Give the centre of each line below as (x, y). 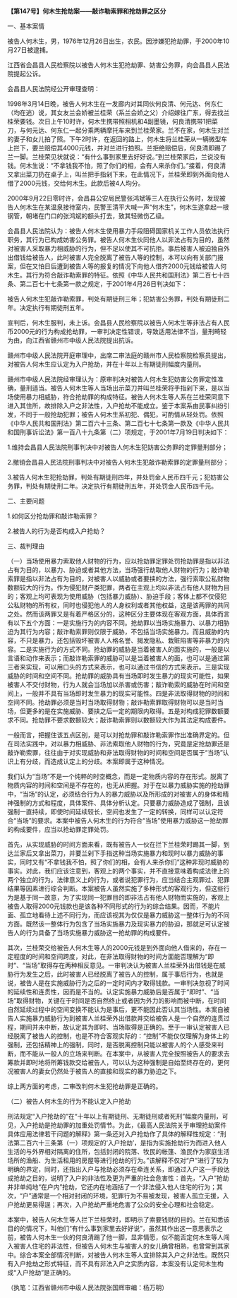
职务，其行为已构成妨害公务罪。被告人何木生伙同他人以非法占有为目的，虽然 (119, 240)
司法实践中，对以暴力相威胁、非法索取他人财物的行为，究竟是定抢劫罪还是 (121, 744)
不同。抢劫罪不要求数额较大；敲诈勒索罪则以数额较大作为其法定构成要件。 (121, 720)
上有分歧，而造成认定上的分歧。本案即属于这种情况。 (90, 761)
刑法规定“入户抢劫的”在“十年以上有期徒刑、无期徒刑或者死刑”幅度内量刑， (115, 1116)
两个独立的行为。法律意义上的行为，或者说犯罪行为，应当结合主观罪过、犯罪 (119, 880)
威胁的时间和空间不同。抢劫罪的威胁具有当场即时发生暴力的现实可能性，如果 (119, 676)
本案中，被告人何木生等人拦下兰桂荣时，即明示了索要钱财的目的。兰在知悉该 (119, 1220)
